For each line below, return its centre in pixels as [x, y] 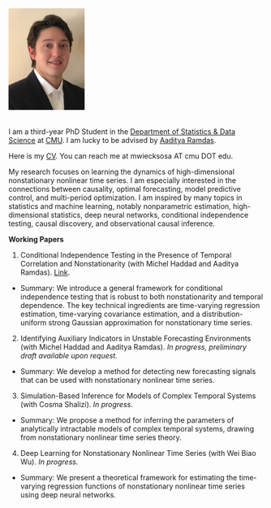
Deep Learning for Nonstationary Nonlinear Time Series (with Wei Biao [138, 453]
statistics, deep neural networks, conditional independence [150, 215]
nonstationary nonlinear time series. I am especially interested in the [123, 180]
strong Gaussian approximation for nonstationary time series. [151, 323]
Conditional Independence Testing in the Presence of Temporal [126, 255]
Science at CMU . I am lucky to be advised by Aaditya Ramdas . [112, 140]
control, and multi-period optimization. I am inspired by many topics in [125, 198]
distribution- [222, 314]
